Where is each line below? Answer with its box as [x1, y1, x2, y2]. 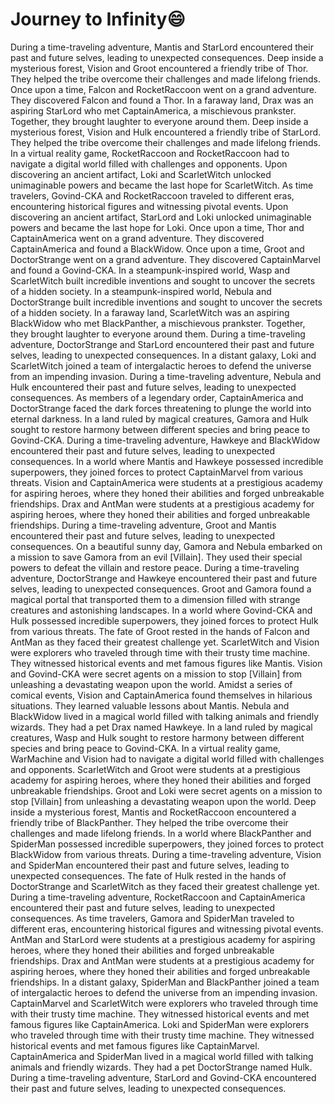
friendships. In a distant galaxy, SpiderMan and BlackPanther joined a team [10, 976, 320, 988]
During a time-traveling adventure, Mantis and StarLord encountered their [10, 41, 314, 53]
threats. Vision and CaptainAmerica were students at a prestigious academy [10, 476, 323, 488]
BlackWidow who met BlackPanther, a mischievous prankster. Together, [10, 317, 306, 329]
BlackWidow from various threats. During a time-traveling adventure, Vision [10, 848, 322, 860]
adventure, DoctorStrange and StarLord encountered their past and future [10, 338, 315, 350]
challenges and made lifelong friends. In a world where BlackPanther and [10, 827, 312, 839]
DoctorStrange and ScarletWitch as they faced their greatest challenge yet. [10, 880, 320, 892]
